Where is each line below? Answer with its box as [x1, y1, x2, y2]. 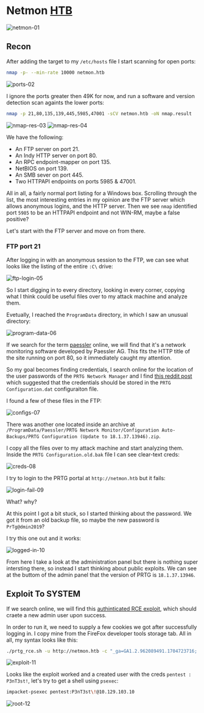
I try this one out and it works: [6, 534, 81, 542]
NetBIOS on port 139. [15, 165, 68, 172]
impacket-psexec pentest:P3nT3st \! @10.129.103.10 [6, 689, 135, 695]
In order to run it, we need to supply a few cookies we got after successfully [6, 623, 197, 631]
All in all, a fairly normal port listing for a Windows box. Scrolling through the [6, 190, 197, 197]
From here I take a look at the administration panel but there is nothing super [6, 558, 199, 566]
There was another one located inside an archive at [6, 420, 135, 428]
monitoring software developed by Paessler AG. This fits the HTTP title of [6, 347, 191, 355]
